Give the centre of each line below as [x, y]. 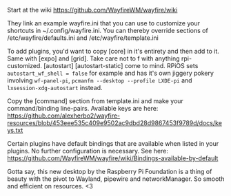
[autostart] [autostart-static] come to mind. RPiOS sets [121, 66]
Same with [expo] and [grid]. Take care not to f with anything [94, 58]
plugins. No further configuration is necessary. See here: [88, 151]
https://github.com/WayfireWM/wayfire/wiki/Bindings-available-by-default [113, 158]
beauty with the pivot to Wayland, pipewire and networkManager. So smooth [116, 179]
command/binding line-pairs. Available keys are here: [83, 108]
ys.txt [15, 130]
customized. [25, 66]
